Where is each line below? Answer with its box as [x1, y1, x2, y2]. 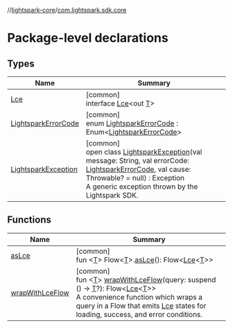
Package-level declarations [7, 31, 169, 46]
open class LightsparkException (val [85, 147, 202, 157]
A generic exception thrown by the [85, 182, 198, 191]
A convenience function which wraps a [76, 292, 203, 302]
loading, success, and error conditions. [76, 309, 203, 319]
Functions [7, 214, 52, 226]
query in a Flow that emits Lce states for [76, 301, 207, 311]
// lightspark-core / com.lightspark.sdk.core [7, 6, 127, 14]
